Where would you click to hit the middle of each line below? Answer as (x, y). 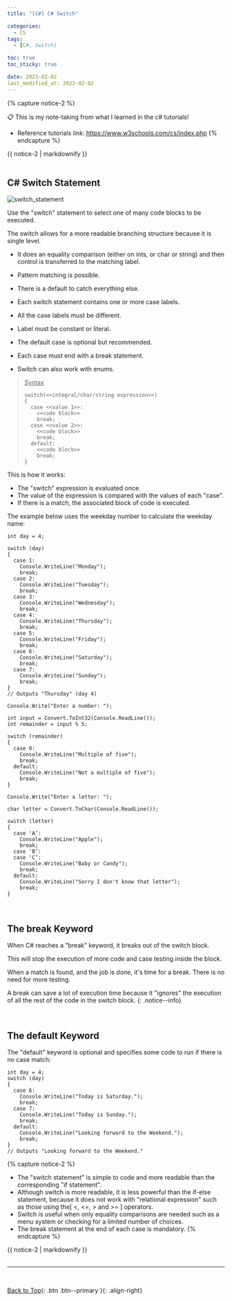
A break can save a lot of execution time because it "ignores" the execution (114, 993)
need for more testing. (39, 980)
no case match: (29, 1060)
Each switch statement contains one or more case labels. (98, 302)
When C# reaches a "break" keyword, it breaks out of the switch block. (108, 946)
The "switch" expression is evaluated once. (79, 488)
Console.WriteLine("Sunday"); (63, 676)
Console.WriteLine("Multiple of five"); (78, 755)
